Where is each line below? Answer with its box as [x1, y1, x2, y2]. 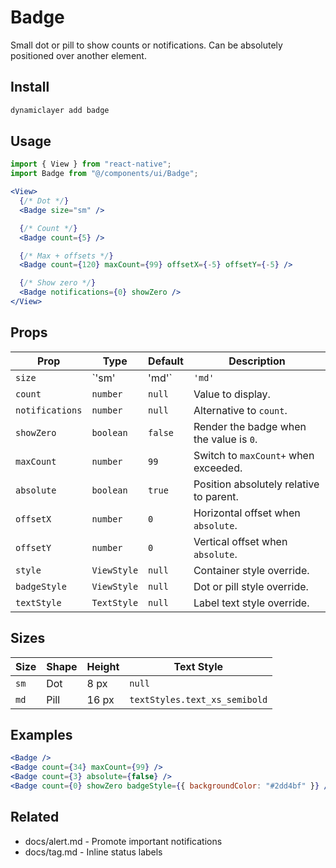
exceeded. [193, 461, 243, 475]
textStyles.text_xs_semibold [129, 694, 268, 705]
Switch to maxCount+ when [193, 448, 315, 462]
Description [228, 354, 286, 368]
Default [148, 354, 184, 368]
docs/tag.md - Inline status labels [24, 846, 163, 858]
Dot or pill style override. [193, 579, 309, 593]
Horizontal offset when [193, 506, 301, 520]
